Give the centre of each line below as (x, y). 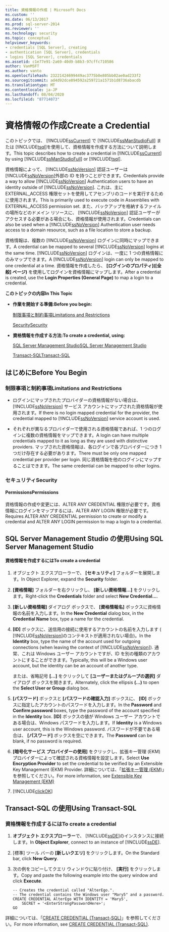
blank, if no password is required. (47, 741)
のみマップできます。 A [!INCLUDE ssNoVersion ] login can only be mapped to (84, 259)
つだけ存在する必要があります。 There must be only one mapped (79, 453)
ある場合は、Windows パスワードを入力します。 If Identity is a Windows (87, 722)
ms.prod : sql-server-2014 (32, 24)
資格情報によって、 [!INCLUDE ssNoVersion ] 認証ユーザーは (67, 169)
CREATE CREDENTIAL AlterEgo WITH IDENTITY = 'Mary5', (70, 899)
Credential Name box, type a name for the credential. (68, 619)
